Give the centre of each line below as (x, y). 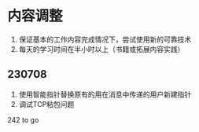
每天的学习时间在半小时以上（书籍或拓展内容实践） (101, 49)
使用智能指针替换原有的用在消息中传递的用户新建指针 (105, 94)
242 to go (23, 119)
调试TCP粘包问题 (46, 104)
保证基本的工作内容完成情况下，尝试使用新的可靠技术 (105, 39)
